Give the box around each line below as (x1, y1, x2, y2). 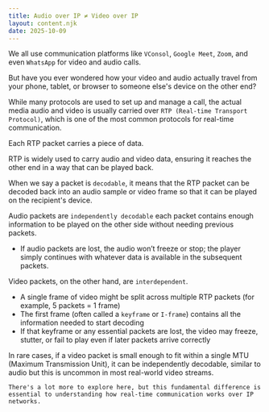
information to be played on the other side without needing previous (8, 219, 234, 230)
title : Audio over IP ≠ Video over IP (8, 11, 139, 20)
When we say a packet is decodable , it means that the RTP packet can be (8, 178, 250, 188)
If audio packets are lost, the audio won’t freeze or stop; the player (19, 243, 242, 254)
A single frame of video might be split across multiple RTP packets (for (19, 292, 255, 302)
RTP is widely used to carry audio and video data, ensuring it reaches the (8, 154, 252, 164)
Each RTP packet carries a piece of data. (8, 139, 144, 148)
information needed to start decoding (19, 318, 145, 327)
